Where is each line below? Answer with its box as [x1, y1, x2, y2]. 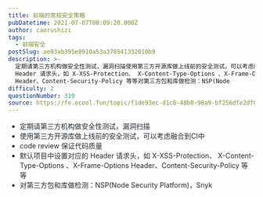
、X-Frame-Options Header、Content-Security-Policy [66, 161, 240, 170]
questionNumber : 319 [8, 92, 76, 100]
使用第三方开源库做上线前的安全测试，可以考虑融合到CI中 [19, 131, 205, 141]
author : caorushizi [8, 26, 72, 34]
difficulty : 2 [8, 84, 55, 93]
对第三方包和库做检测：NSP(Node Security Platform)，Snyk [19, 181, 213, 190]
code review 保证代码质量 [19, 141, 103, 151]
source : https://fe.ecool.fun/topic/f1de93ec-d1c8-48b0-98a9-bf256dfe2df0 [8, 99, 258, 107]
